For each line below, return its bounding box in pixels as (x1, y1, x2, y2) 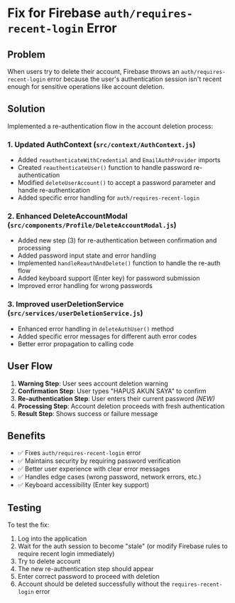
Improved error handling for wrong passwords (17, 282, 153, 290)
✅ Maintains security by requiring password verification (17, 457, 181, 465)
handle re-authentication (17, 186, 90, 195)
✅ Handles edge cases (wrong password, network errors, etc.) (17, 473, 202, 481)
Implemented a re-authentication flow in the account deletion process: (7, 122, 214, 130)
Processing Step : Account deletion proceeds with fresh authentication (17, 402, 225, 410)
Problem (7, 48, 46, 60)
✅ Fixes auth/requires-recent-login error (17, 449, 141, 457)
